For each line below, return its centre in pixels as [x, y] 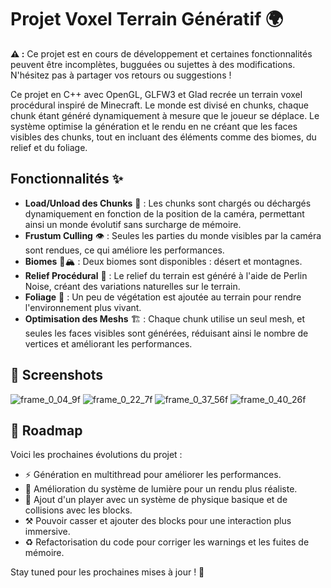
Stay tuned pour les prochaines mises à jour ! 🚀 [107, 572]
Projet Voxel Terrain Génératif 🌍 [147, 19]
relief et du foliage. [49, 147]
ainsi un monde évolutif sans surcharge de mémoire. [133, 224]
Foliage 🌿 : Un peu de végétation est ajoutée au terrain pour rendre [163, 297]
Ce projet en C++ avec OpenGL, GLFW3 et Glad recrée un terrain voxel [156, 94]
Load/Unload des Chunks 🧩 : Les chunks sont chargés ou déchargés [168, 203]
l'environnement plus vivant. [83, 307]
